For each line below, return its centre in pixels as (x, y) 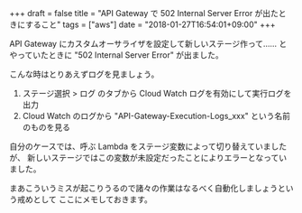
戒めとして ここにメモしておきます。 (85, 199)
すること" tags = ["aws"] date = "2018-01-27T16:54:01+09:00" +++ (151, 24)
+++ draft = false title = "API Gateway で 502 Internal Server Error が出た (144, 13)
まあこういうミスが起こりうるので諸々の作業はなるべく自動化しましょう (143, 188)
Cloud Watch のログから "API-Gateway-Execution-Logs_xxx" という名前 (156, 116)
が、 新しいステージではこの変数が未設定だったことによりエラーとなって (144, 157)
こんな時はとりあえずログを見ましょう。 (84, 74)
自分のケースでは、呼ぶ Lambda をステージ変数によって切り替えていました (148, 146)
